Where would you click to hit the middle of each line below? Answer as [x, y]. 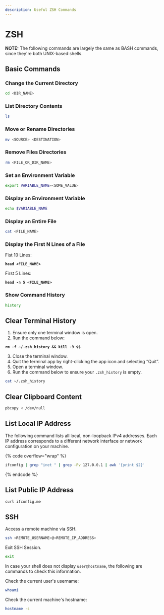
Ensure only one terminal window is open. [55, 333]
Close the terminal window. [40, 356]
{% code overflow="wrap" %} [36, 456]
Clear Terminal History [41, 321]
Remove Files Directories [36, 152]
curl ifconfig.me [23, 501]
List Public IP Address [39, 490]
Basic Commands [33, 69]
